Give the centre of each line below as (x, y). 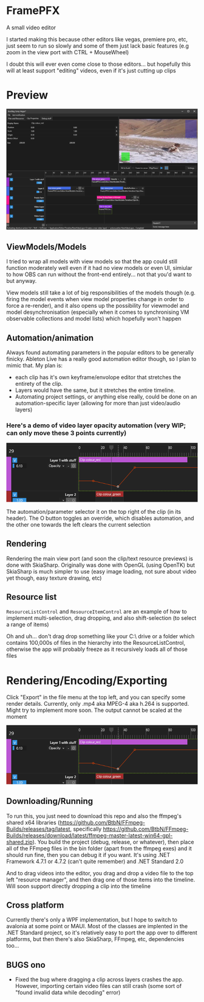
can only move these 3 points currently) (66, 433)
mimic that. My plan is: (34, 365)
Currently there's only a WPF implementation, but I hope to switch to (92, 920)
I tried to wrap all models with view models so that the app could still (92, 261)
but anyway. (22, 281)
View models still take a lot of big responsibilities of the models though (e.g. (101, 293)
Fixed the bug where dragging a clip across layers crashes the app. (99, 979)
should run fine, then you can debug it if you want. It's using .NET (88, 855)
